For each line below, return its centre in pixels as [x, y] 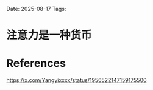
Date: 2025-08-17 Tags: [36, 9]
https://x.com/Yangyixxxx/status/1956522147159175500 [77, 80]
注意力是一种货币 [49, 35]
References [36, 64]
